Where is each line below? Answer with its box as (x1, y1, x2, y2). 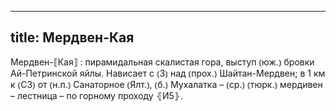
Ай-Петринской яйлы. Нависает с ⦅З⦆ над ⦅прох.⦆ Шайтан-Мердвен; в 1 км (10, 67, 326, 79)
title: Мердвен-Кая (10, 29, 135, 46)
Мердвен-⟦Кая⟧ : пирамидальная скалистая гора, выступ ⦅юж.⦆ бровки (10, 56, 315, 68)
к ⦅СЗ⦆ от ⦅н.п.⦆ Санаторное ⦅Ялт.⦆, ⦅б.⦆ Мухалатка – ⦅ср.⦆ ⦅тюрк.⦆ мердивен (10, 78, 323, 90)
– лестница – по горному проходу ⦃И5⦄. (10, 89, 184, 101)
